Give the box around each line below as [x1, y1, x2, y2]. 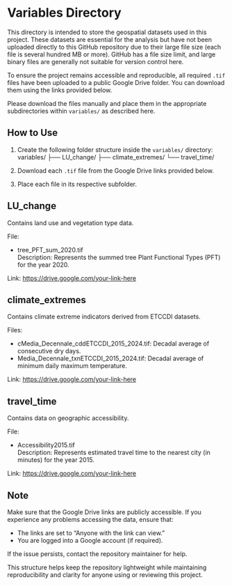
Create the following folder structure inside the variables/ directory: [17, 145, 213, 154]
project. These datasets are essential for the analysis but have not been [7, 35, 212, 43]
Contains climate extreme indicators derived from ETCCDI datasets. [7, 312, 201, 321]
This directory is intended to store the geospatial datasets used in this [7, 28, 207, 36]
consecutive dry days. [17, 347, 81, 355]
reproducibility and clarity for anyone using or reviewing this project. [7, 571, 203, 579]
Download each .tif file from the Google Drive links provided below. [17, 166, 214, 175]
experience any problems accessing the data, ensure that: [7, 516, 174, 523]
